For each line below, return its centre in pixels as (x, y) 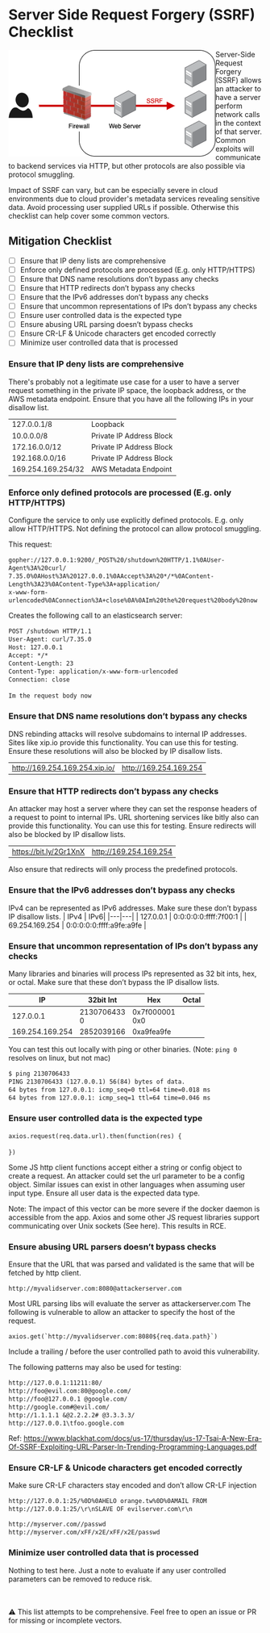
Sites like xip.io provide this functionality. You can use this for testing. (124, 742)
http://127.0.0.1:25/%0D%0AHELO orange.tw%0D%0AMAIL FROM (108, 1501)
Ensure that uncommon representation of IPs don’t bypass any (133, 946)
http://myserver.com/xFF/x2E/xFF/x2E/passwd (84, 1533)
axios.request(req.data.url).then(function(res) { (95, 1136)
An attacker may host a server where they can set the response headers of (133, 809)
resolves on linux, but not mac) (60, 1058)
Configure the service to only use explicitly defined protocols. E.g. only (126, 520)
